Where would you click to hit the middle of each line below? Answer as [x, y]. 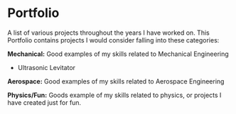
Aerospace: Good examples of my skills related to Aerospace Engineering [116, 81]
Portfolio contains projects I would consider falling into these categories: [113, 40]
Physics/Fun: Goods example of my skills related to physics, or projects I [114, 95]
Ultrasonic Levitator [47, 67]
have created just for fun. [44, 102]
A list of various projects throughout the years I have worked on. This [108, 33]
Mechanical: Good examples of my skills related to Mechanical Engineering [118, 54]
